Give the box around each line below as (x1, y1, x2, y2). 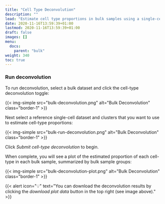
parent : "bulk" (14, 48, 45, 53)
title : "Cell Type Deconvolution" (5, 7, 76, 12)
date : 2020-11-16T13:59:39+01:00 (5, 21, 74, 26)
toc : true (5, 58, 26, 62)
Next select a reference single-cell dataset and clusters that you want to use (5, 114, 160, 120)
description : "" (5, 12, 38, 17)
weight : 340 (5, 53, 29, 58)
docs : (9, 44, 21, 49)
